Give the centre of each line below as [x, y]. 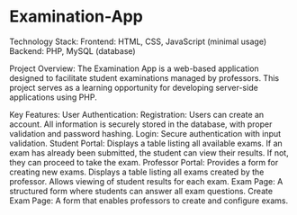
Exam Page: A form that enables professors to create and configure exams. [149, 201]
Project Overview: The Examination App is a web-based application [134, 68]
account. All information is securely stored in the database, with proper [141, 124]
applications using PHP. [53, 97]
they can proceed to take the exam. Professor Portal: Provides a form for [144, 162]
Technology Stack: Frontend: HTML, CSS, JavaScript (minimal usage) [138, 41]
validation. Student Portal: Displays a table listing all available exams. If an [146, 143]
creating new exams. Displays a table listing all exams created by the [137, 172]
